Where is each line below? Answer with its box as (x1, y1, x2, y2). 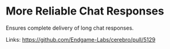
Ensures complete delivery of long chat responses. (6, 24, 134, 31)
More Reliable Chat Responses (6, 4, 164, 18)
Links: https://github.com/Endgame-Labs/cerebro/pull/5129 (6, 36, 156, 43)
